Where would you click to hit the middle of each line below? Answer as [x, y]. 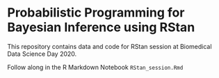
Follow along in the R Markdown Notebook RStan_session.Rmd [95, 67]
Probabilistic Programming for [96, 13]
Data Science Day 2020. [42, 54]
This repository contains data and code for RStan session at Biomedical [109, 46]
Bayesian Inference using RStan [101, 27]
